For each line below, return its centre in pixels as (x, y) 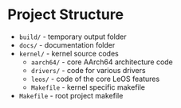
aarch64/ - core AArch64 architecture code (102, 62)
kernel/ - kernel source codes (69, 53)
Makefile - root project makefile (71, 95)
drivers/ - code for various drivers (88, 70)
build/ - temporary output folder (73, 37)
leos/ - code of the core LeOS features (95, 79)
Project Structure (66, 15)
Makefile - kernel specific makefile (88, 87)
